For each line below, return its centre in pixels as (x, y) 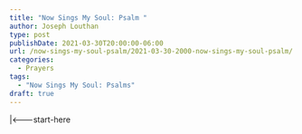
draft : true (32, 93)
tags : (19, 77)
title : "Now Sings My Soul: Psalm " (78, 18)
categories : (32, 60)
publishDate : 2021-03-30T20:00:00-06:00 (87, 43)
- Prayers (36, 69)
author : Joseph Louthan (54, 26)
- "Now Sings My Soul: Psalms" (76, 85)
